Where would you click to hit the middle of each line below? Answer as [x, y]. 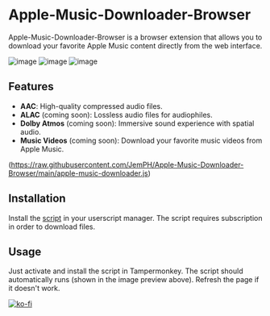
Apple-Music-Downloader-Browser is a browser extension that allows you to [135, 37]
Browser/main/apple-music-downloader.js [78, 173]
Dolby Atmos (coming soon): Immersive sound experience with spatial [137, 123]
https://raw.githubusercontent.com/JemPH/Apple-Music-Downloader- [127, 164]
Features [31, 87]
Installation [37, 199]
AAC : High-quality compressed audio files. [91, 106]
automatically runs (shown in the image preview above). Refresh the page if [134, 280]
